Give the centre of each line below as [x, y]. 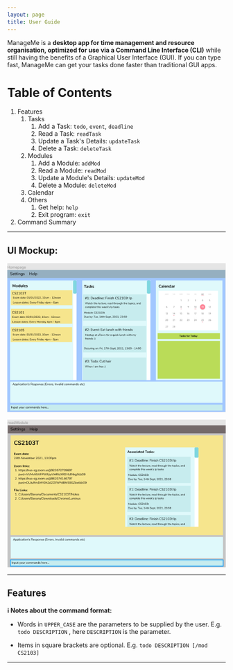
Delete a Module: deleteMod [77, 185]
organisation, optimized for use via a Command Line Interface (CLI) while [114, 50]
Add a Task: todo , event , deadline [86, 126]
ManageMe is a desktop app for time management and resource [101, 42]
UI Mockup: [33, 250]
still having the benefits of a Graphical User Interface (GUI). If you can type [114, 57]
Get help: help [58, 207]
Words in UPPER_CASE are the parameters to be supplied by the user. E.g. [119, 624]
